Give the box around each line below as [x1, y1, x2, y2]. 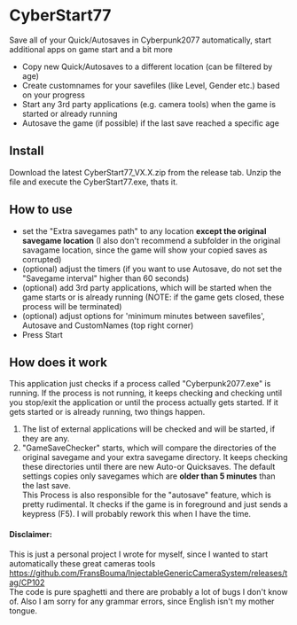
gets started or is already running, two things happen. [9, 407, 206, 418]
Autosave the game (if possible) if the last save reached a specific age [21, 117, 279, 129]
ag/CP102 [9, 577, 45, 588]
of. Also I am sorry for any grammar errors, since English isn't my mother [9, 596, 275, 606]
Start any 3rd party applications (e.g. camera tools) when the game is [21, 98, 277, 109]
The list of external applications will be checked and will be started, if [21, 424, 276, 434]
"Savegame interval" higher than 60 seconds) [21, 272, 190, 284]
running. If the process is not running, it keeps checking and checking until [9, 387, 282, 399]
